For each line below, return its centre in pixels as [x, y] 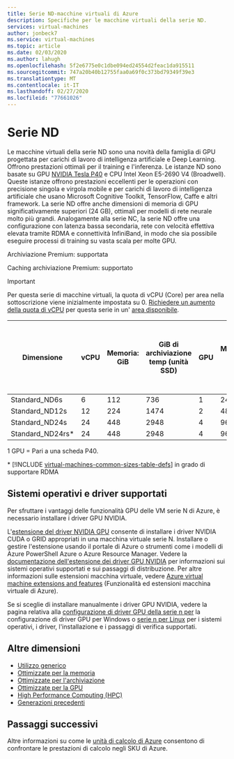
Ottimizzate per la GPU [50, 687]
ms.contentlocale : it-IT [43, 85]
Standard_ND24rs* [42, 433]
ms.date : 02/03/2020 [37, 53]
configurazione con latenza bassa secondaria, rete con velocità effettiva [111, 226]
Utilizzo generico [41, 665]
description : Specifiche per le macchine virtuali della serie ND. [107, 20]
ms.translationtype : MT [42, 78]
